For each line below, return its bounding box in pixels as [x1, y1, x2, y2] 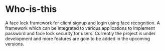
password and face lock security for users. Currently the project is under [5, 30, 156, 36]
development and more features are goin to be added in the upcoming [5, 36, 150, 42]
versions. [5, 41, 24, 47]
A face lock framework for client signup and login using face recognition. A [5, 20, 160, 26]
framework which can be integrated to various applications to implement [5, 25, 155, 31]
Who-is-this [5, 3, 57, 15]
